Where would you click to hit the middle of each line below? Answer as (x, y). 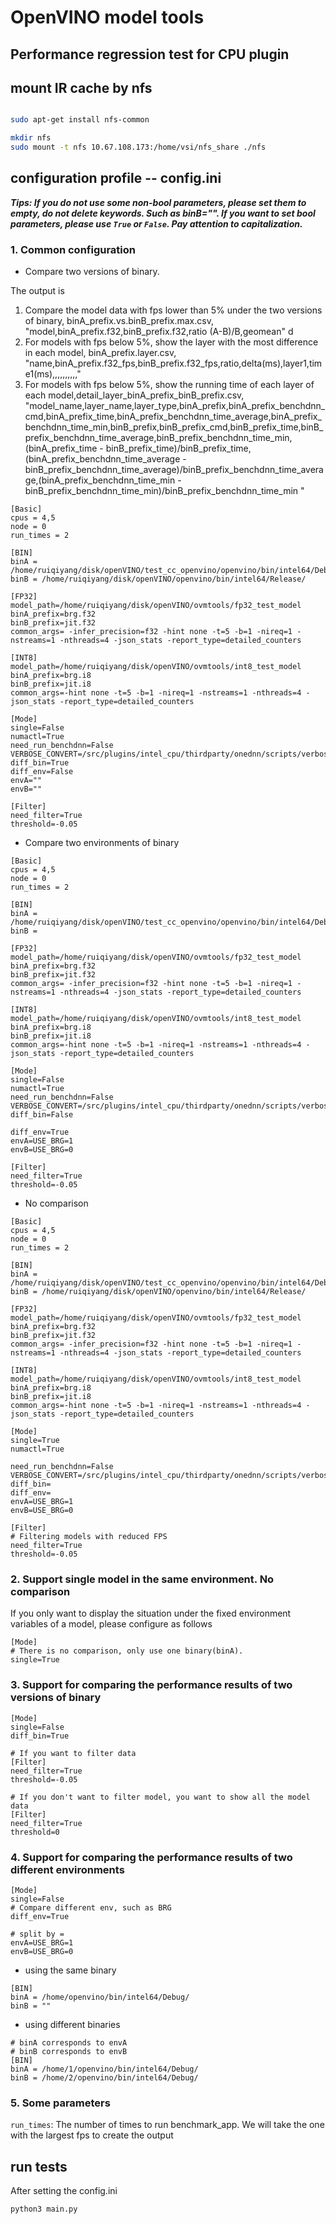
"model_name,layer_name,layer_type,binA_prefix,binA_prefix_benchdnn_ (175, 406)
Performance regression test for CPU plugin (150, 54)
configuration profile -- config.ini (116, 178)
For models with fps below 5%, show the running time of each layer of (169, 385)
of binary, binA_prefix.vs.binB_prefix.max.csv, (119, 321)
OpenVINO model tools (107, 17)
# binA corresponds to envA (69, 2043)
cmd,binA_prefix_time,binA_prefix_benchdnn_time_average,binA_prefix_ (173, 417)
